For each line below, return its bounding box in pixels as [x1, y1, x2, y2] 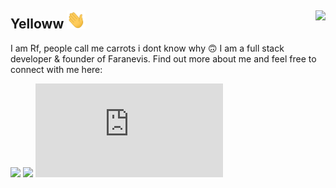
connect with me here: [10, 63, 103, 75]
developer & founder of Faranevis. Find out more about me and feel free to [10, 52, 317, 65]
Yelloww [10, 16, 65, 33]
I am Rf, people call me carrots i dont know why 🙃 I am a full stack [10, 42, 285, 54]
